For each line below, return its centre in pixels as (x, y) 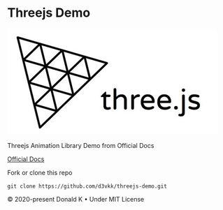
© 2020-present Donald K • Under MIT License (76, 199)
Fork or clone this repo (40, 172)
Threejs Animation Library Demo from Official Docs (81, 145)
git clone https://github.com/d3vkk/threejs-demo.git (87, 186)
